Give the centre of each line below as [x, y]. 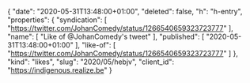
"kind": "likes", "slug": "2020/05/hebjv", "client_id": [91, 62]
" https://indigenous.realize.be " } [60, 70]
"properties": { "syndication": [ [57, 20]
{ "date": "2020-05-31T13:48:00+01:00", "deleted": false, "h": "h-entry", [125, 11]
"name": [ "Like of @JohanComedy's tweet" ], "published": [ [106, 36]
